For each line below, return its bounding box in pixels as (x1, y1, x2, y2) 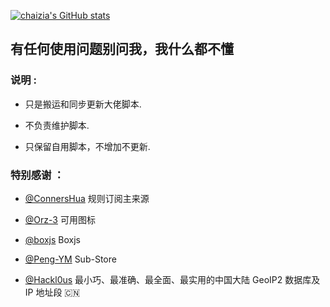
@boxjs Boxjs (24, 233, 82, 245)
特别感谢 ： (10, 168, 65, 182)
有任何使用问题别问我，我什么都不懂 (10, 41, 234, 58)
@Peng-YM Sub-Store (24, 253, 117, 265)
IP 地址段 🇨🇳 (24, 286, 81, 298)
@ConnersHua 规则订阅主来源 (24, 192, 150, 204)
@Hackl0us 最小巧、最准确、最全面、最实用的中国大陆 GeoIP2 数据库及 (24, 273, 321, 285)
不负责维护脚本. (24, 119, 90, 131)
